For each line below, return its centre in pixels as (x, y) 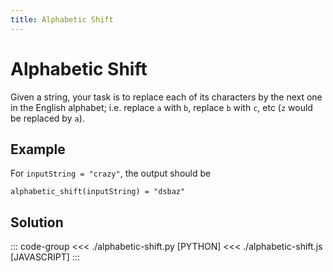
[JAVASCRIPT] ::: (45, 257)
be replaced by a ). (47, 118)
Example (38, 149)
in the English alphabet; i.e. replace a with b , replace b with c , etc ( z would (161, 107)
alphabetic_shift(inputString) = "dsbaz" (98, 192)
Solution (37, 222)
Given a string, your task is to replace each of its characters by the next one (166, 97)
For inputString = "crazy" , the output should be (111, 173)
